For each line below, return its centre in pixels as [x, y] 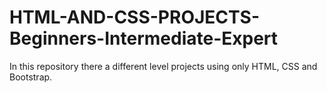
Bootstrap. [31, 77]
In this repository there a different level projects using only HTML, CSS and [163, 66]
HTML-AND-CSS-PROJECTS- [135, 17]
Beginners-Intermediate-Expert [144, 38]
